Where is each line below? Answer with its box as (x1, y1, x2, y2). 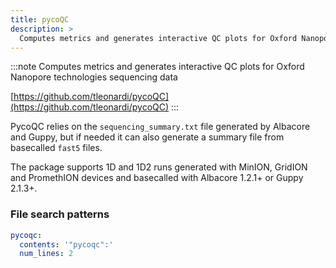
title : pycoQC (10, 14, 70, 25)
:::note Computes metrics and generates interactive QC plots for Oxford (10, 61, 305, 73)
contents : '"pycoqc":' (19, 239, 114, 250)
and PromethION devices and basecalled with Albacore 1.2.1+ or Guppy (10, 172, 304, 184)
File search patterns (10, 207, 110, 221)
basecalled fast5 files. (10, 142, 103, 154)
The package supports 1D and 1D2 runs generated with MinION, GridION (10, 161, 308, 173)
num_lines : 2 (19, 249, 74, 259)
